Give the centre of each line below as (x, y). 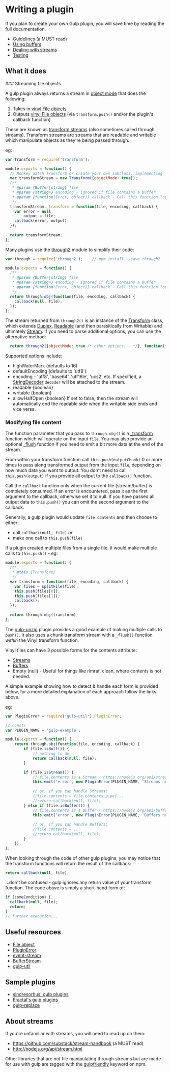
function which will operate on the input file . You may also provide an (79, 439)
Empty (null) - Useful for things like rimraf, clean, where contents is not (87, 671)
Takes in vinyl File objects (40, 109)
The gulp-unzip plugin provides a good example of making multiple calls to (84, 629)
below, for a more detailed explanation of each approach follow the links (81, 691)
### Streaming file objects (33, 83)
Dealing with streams (35, 49)
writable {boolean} (32, 393)
